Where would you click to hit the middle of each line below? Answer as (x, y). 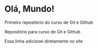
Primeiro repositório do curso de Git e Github (49, 22)
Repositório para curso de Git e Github (43, 32)
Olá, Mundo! (30, 9)
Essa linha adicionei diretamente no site (44, 41)
